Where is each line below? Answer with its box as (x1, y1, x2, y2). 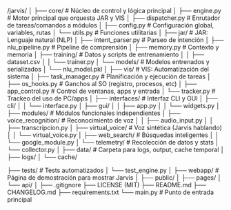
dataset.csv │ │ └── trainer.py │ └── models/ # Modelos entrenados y (7, 58, 210, 65)
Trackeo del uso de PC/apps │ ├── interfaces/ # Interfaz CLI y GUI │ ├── (7, 94, 219, 103)
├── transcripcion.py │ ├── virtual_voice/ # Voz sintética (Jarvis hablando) (7, 124, 223, 132)
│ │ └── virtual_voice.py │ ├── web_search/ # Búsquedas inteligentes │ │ (7, 131, 219, 139)
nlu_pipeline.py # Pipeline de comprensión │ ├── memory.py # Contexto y (7, 43, 219, 51)
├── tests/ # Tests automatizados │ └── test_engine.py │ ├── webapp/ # (7, 166, 219, 174)
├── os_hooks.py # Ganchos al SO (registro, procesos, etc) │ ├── (7, 80, 197, 87)
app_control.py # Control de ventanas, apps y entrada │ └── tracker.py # (7, 87, 216, 95)
